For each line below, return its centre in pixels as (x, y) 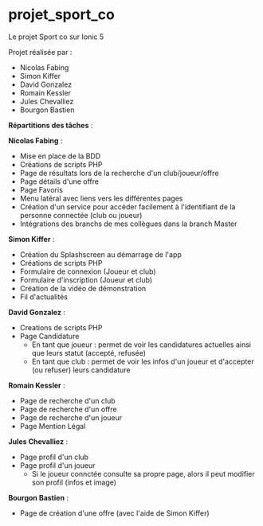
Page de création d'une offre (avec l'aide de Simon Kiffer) (114, 513)
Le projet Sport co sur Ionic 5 (56, 37)
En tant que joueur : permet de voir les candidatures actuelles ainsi (141, 345)
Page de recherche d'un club (67, 400)
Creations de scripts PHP (61, 327)
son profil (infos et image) (74, 482)
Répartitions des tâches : (51, 125)
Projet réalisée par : (40, 52)
